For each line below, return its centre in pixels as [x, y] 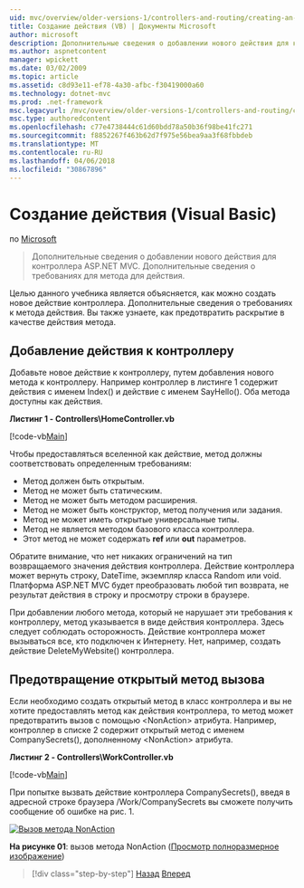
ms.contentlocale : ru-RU [56, 152]
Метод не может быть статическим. [92, 491]
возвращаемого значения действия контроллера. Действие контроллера [152, 566]
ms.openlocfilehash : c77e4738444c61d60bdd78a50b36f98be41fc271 [131, 128]
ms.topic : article [44, 77]
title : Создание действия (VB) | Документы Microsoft [113, 26]
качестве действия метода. [62, 322]
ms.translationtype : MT [54, 144]
